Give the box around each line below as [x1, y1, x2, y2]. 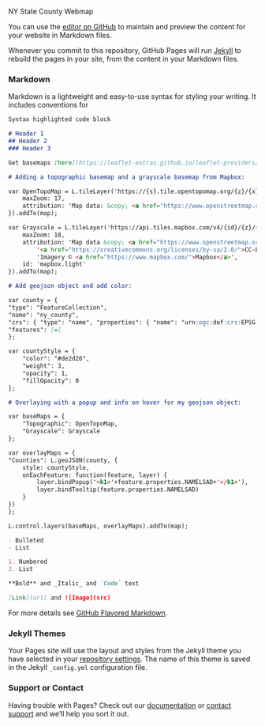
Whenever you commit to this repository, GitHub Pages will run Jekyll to [8, 46, 242, 55]
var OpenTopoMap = [8, 187, 69, 195]
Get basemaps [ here [8, 158, 73, 167]
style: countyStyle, [22, 463, 90, 471]
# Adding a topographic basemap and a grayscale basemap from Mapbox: [8, 173, 245, 181]
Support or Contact [8, 683, 84, 694]
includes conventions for [8, 100, 89, 110]
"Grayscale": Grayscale [22, 427, 101, 436]
